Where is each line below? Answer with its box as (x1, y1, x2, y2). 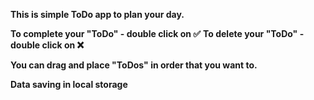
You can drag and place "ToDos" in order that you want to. (10, 59, 258, 71)
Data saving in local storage (10, 79, 128, 90)
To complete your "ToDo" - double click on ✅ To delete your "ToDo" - (10, 28, 305, 39)
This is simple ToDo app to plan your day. (10, 9, 185, 20)
